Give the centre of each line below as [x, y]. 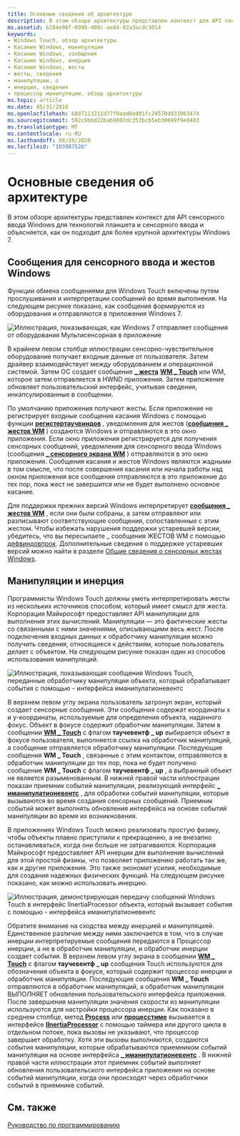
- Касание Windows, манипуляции [55, 47]
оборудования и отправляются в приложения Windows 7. [95, 313]
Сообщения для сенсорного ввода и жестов [111, 263]
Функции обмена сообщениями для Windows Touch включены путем [113, 291]
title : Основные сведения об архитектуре [70, 14]
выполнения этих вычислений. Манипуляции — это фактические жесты [117, 621]
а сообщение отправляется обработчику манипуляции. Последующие [115, 747]
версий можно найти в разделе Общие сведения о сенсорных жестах [115, 551]
